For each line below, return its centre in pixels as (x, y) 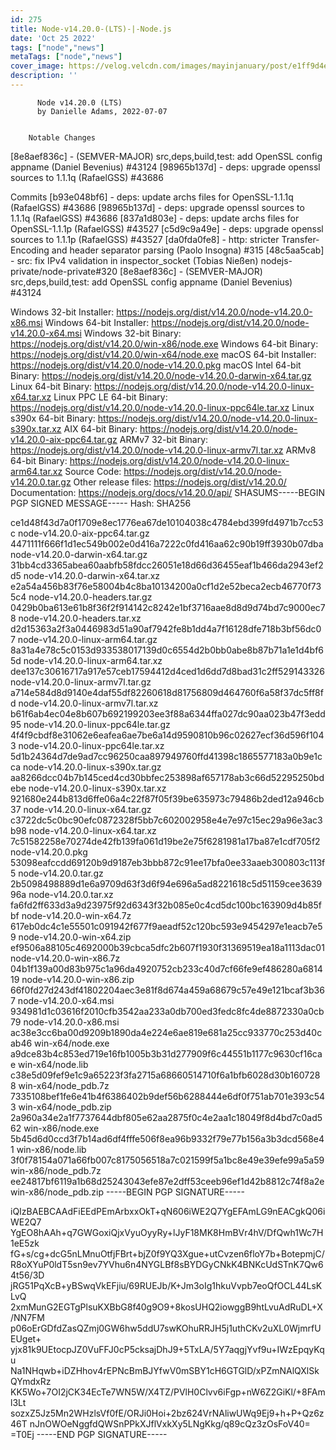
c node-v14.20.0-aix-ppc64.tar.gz (80, 533)
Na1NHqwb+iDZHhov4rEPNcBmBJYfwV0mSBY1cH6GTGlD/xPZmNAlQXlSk (165, 1370)
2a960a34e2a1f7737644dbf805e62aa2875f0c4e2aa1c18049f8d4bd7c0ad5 (166, 1117)
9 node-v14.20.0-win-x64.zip (71, 937)
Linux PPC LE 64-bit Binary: (110, 397)
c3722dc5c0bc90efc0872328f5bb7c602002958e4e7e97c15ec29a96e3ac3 (166, 820)
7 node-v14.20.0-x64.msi (62, 1000)
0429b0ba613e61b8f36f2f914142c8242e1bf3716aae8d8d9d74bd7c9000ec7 (168, 607)
